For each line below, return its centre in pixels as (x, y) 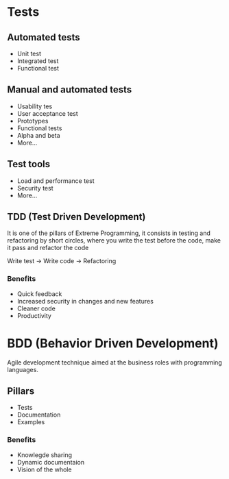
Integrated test (38, 61)
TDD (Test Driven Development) (76, 217)
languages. (23, 369)
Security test (35, 188)
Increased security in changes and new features (85, 301)
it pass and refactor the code (48, 248)
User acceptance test (48, 113)
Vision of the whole (44, 469)
